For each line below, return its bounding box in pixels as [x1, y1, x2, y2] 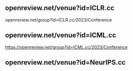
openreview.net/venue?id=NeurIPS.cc [5, 58, 126, 67]
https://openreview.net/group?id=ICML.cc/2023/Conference [5, 44, 128, 50]
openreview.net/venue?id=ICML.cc [5, 31, 117, 40]
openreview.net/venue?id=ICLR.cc [5, 4, 115, 12]
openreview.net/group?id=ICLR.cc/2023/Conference [5, 17, 112, 23]
